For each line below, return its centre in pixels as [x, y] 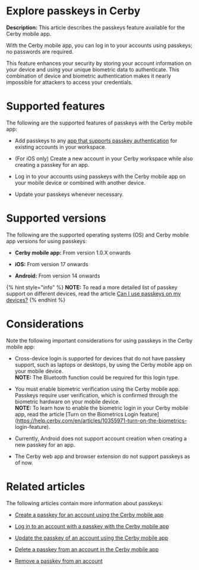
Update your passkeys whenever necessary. [69, 194]
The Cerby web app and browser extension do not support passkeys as [102, 456]
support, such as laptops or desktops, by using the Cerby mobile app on [103, 365]
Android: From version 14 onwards [57, 276]
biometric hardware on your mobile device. [67, 401]
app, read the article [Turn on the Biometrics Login [76, 414]
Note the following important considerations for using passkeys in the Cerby [99, 340]
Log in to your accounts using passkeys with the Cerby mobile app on [100, 176]
